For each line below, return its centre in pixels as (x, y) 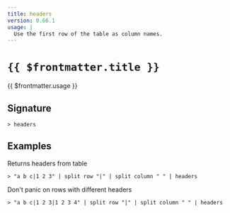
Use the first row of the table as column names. (88, 34)
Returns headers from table (47, 163)
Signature (29, 108)
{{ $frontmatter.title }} (84, 68)
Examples (29, 146)
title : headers (30, 14)
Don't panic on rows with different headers (70, 190)
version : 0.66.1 (31, 21)
